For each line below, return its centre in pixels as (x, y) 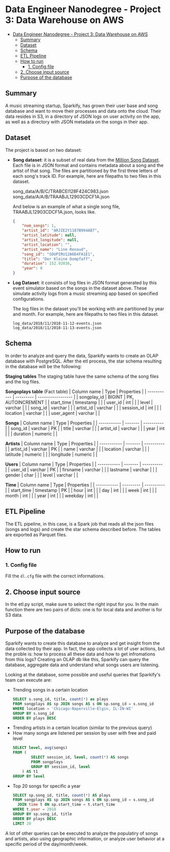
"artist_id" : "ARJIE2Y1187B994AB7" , (61, 231)
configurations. (28, 299)
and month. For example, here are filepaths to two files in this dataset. (86, 314)
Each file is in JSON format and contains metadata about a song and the (88, 165)
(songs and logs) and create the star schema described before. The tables (83, 529)
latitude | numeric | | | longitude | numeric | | (51, 454)
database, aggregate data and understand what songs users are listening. (82, 665)
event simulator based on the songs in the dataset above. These (80, 288)
